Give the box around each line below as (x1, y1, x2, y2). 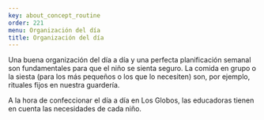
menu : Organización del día (8, 26, 101, 34)
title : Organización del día (8, 33, 104, 42)
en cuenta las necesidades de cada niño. (8, 104, 142, 114)
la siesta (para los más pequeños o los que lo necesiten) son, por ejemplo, (8, 72, 251, 81)
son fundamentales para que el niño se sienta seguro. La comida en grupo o (8, 64, 257, 73)
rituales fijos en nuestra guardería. (8, 81, 120, 90)
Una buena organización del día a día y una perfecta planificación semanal (8, 55, 251, 65)
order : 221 (8, 19, 44, 27)
